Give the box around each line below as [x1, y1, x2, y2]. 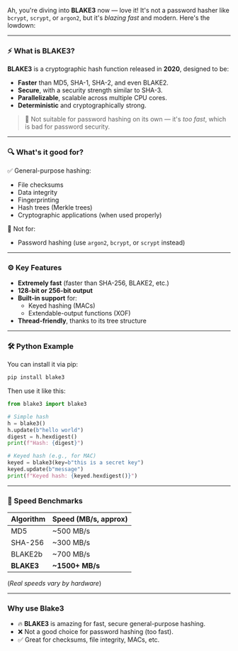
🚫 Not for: [7, 224, 36, 233]
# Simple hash [7, 413, 50, 420]
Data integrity [17, 188, 58, 196]
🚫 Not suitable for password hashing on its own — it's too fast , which [24, 115, 227, 124]
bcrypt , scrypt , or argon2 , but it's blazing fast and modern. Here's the [7, 14, 210, 22]
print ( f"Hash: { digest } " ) [7, 440, 84, 447]
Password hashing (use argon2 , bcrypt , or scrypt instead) [17, 238, 186, 247]
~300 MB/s [52, 538, 91, 548]
